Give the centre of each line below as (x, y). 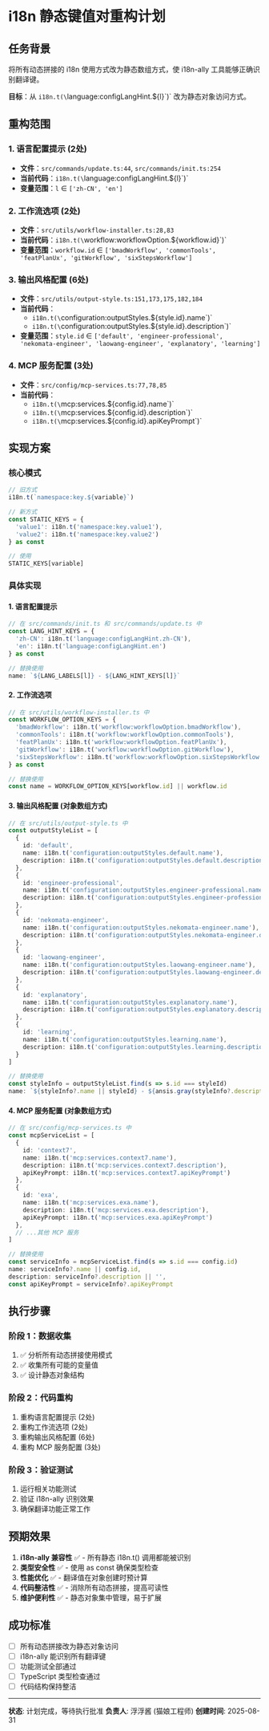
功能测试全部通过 (48, 1666)
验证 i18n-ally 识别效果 (57, 1498)
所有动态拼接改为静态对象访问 (69, 1646)
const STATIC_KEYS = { (46, 519)
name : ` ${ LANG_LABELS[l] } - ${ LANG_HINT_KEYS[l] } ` (94, 676)
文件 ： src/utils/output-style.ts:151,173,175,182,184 (111, 299)
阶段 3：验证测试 (41, 1469)
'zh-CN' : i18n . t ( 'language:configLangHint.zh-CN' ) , (104, 639)
